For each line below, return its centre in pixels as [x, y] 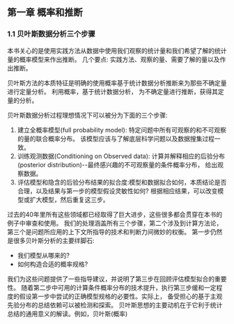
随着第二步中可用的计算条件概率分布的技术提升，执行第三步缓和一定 [118, 287]
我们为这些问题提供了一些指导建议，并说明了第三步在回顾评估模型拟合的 [111, 279]
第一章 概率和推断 [45, 13]
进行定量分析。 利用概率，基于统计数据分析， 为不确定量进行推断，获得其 [112, 91]
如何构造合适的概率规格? [53, 264]
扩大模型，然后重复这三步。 [69, 199]
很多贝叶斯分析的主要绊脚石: [54, 240]
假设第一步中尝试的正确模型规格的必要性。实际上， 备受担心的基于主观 [121, 296]
